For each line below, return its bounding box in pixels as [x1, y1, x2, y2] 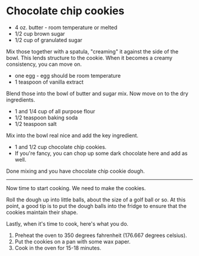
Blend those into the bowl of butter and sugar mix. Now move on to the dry [6, 90, 188, 97]
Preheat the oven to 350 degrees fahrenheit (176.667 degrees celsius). [14, 232, 188, 239]
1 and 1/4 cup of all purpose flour [14, 108, 95, 115]
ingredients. [6, 96, 36, 103]
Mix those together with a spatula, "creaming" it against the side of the [6, 48, 179, 55]
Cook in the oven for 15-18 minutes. [14, 244, 102, 251]
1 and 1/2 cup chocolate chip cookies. [14, 143, 107, 150]
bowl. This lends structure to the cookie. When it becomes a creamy [6, 54, 173, 61]
